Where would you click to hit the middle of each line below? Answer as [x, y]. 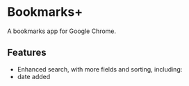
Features [27, 53]
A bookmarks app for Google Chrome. [62, 31]
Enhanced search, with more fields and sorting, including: [100, 69]
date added [34, 76]
